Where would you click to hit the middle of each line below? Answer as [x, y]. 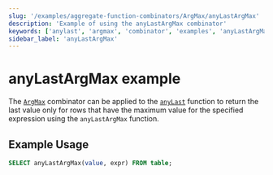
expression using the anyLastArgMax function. [84, 119]
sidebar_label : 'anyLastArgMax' [63, 39]
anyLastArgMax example [95, 79]
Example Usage [49, 144]
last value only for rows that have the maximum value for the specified [126, 110]
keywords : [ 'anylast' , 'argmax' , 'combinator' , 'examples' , [113, 31]
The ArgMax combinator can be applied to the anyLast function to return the [134, 102]
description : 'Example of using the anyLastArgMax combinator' [118, 24]
